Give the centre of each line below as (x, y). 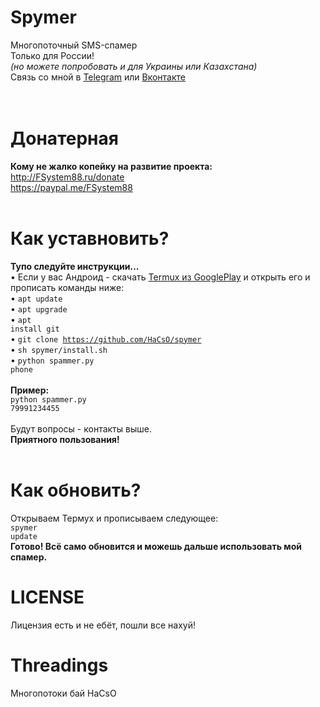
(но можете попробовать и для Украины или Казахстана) (134, 66)
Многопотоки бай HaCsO (63, 693)
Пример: (30, 390)
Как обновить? (76, 490)
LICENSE (47, 597)
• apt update (36, 298)
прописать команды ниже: (67, 287)
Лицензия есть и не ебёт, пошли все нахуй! (103, 625)
